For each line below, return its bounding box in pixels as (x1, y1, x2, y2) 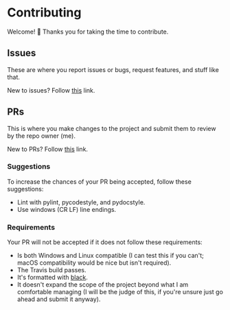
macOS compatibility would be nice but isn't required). (16, 259, 172, 267)
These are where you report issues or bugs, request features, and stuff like (7, 65, 220, 73)
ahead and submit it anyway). (16, 295, 101, 303)
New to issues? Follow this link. (7, 86, 95, 94)
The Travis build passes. (16, 266, 87, 274)
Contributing (7, 5, 82, 21)
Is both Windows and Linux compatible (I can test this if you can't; (16, 252, 205, 260)
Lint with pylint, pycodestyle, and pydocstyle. (16, 198, 146, 206)
